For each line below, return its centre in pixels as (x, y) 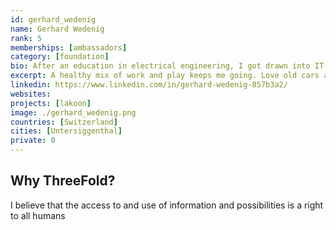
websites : (31, 94)
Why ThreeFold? (63, 181)
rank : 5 (26, 38)
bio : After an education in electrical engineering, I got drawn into (160, 66)
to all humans (38, 215)
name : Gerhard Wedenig (57, 29)
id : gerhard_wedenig (53, 19)
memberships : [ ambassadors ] (69, 47)
